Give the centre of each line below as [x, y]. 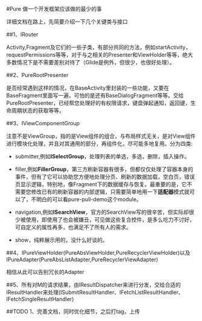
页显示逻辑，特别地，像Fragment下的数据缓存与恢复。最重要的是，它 [101, 184]
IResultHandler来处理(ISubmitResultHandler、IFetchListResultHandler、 [95, 292]
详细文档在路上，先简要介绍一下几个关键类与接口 [67, 22]
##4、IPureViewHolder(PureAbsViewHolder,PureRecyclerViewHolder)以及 [98, 253]
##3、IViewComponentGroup [43, 123]
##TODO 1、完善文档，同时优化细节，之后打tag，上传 [73, 311]
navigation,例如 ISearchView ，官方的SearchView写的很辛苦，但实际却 [102, 212]
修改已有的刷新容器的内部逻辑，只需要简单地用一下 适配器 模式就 [110, 192]
